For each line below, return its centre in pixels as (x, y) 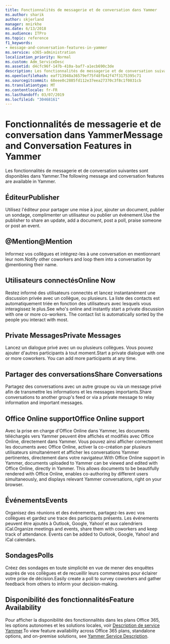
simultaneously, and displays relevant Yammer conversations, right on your (83, 479)
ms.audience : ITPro (26, 33)
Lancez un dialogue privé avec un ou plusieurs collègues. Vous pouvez (79, 348)
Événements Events (36, 500)
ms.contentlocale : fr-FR (31, 90)
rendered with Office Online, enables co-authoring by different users (77, 474)
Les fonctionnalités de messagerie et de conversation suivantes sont (77, 171)
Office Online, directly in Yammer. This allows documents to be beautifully (82, 468)
